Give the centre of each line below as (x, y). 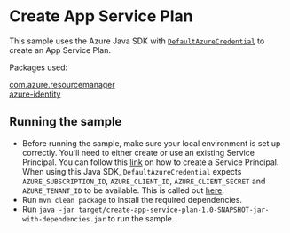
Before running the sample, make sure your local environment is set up (151, 143)
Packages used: (39, 67)
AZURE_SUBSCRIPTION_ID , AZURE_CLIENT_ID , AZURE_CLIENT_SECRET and (144, 181)
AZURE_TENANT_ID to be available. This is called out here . (123, 190)
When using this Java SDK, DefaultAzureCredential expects (132, 171)
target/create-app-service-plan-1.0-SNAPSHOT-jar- (174, 210)
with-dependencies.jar (64, 219)
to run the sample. (141, 218)
